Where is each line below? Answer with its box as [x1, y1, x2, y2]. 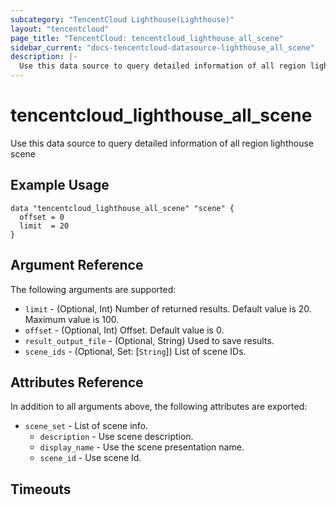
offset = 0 [19, 212, 65, 222]
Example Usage [10, 177, 110, 194]
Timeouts [10, 481, 72, 498]
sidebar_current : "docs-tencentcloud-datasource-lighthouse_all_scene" [10, 42, 315, 53]
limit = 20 [19, 221, 70, 231]
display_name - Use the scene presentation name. [39, 441, 245, 453]
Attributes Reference [10, 374, 144, 391]
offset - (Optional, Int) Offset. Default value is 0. [24, 324, 225, 336]
